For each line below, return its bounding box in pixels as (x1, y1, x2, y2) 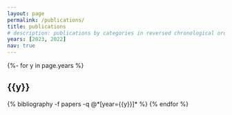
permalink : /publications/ (7, 17, 85, 24)
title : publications (7, 23, 67, 30)
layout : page (7, 10, 45, 17)
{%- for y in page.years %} (7, 62, 84, 69)
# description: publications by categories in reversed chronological (7, 29, 215, 37)
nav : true (7, 42, 36, 49)
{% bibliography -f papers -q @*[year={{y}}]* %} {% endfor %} (7, 100, 189, 108)
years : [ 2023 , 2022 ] (7, 36, 67, 43)
